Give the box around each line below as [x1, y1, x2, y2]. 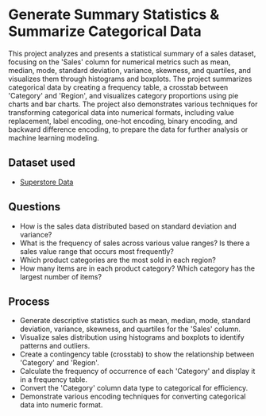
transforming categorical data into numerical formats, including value [8, 107, 234, 117]
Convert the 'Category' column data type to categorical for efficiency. [19, 383, 249, 393]
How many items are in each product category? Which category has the [19, 264, 256, 273]
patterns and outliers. [19, 341, 91, 351]
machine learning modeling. [8, 133, 99, 142]
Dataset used [8, 156, 75, 170]
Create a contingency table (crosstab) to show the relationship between [19, 349, 255, 359]
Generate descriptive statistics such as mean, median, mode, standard [19, 316, 252, 325]
